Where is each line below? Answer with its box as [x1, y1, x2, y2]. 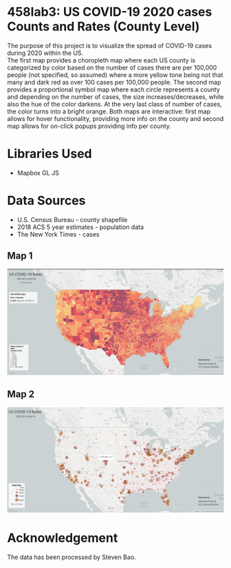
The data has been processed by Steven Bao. [7, 553, 136, 561]
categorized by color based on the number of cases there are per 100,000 [7, 63, 217, 72]
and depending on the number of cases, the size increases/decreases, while [7, 92, 224, 100]
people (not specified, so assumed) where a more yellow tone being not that [7, 70, 223, 79]
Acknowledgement [7, 530, 118, 546]
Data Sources [7, 193, 86, 208]
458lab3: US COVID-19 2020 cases [7, 4, 212, 20]
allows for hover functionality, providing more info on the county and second [7, 114, 224, 122]
